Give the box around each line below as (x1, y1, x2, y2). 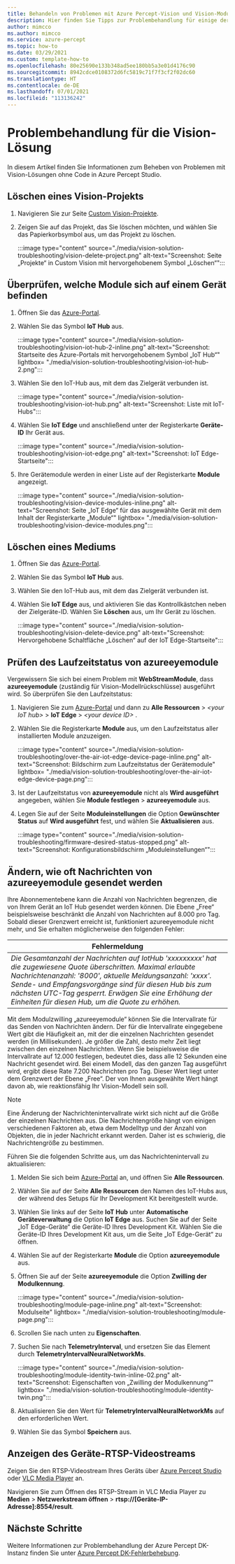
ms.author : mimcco (7, 29, 61, 37)
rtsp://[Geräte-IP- (115, 1495, 169, 1503)
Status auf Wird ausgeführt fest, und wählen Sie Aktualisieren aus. (17, 817, 215, 825)
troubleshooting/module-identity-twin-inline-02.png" (17, 1371, 171, 1379)
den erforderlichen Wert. (17, 1414, 89, 1422)
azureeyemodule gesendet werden (7, 876, 163, 888)
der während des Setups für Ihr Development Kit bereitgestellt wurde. (17, 1194, 218, 1202)
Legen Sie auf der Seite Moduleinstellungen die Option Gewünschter (17, 809, 220, 818)
